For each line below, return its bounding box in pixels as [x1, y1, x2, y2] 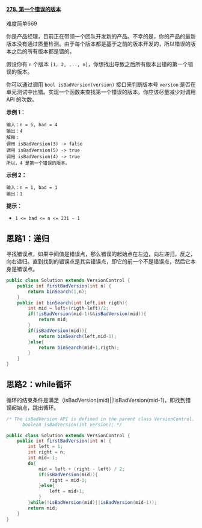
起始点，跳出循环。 [11, 404, 59, 411]
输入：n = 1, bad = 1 [6, 185, 58, 191]
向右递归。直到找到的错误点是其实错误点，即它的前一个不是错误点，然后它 [6, 258, 191, 265]
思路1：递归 [6, 233, 50, 244]
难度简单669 [6, 20, 38, 27]
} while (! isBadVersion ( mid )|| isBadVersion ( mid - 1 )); [28, 500, 158, 506]
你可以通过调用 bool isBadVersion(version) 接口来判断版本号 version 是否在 [6, 81, 197, 88]
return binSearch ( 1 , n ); [28, 289, 87, 295]
